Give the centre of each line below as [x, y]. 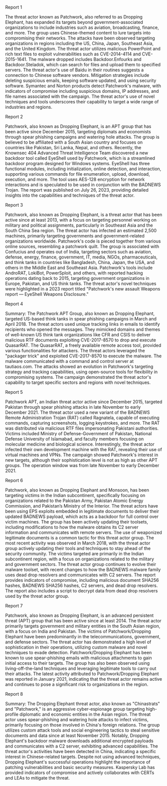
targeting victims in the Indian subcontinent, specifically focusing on [75, 495]
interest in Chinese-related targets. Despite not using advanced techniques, [83, 757]
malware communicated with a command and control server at [70, 361]
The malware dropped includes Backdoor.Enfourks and [85, 59]
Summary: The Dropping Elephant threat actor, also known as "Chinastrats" [83, 704]
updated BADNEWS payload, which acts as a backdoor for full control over [82, 517]
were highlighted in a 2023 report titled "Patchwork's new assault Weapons [83, 289]
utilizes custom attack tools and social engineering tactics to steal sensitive [83, 730]
